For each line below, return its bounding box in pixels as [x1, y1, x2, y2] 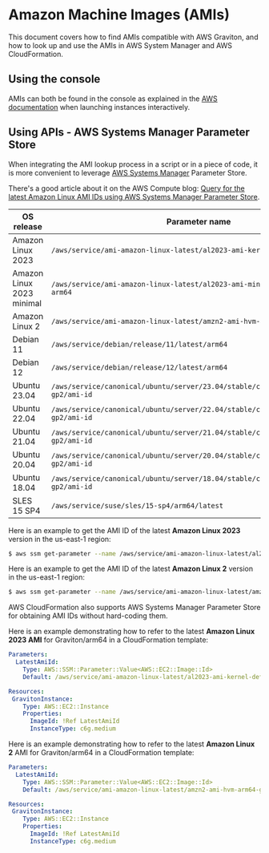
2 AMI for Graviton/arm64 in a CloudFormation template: [8, 748, 195, 758]
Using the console [8, 72, 101, 86]
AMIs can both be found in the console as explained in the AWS [8, 94, 218, 103]
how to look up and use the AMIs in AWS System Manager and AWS [8, 40, 233, 50]
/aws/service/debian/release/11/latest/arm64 [50, 339, 228, 349]
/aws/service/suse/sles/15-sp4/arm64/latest [50, 501, 224, 510]
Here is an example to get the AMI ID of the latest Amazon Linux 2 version [8, 564, 254, 574]
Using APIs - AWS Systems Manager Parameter [8, 126, 250, 139]
